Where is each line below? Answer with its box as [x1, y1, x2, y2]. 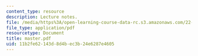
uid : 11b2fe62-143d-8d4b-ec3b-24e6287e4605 [6, 41, 115, 47]
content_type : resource [6, 8, 65, 15]
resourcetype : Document [6, 30, 65, 36]
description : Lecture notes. [6, 14, 78, 20]
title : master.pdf [6, 36, 51, 41]
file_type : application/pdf [6, 24, 75, 31]
